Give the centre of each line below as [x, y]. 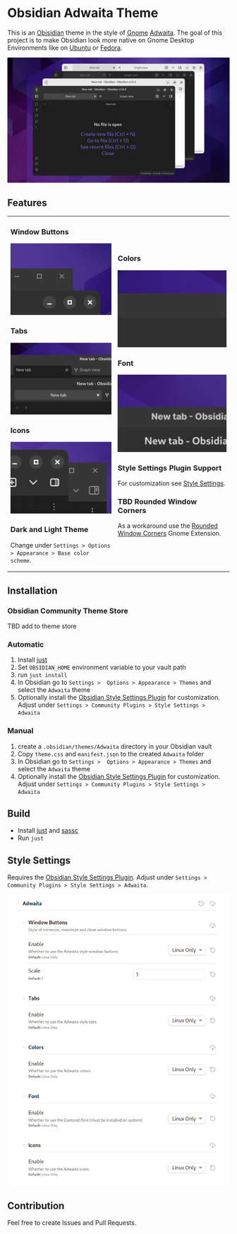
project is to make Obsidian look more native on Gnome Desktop [101, 40]
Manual [20, 731]
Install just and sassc [48, 831]
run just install [42, 675]
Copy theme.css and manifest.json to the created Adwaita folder [111, 754]
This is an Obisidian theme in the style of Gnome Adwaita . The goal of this [115, 33]
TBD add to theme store [42, 626]
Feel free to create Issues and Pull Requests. [72, 1223]
